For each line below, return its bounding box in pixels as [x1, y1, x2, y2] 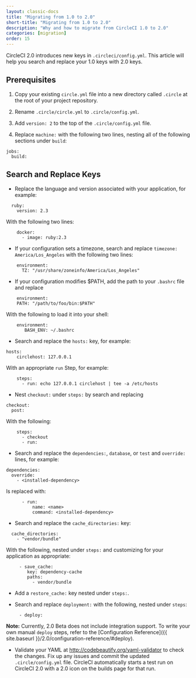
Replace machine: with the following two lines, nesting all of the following [14, 131, 190, 138]
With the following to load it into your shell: [6, 311, 109, 318]
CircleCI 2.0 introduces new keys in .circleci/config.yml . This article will [6, 52, 184, 59]
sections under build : [14, 137, 67, 144]
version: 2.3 [16, 207, 49, 214]
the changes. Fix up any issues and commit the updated [14, 652, 150, 659]
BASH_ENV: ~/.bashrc [24, 327, 75, 333]
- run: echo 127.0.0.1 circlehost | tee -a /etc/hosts [21, 380, 159, 387]
